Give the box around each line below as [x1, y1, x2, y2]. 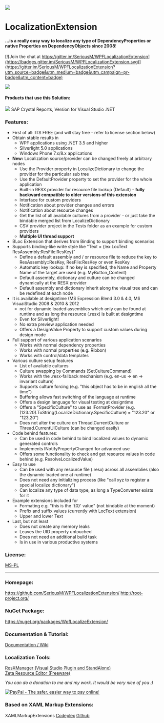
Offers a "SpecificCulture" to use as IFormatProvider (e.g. [19, 404, 135, 410]
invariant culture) [19, 378, 54, 384]
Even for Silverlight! [19, 316, 59, 322]
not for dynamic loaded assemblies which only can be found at [19, 305, 146, 312]
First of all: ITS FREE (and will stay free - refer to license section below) [12, 129, 155, 135]
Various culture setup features [12, 358, 73, 363]
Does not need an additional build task [19, 534, 97, 540]
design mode [19, 332, 46, 338]
